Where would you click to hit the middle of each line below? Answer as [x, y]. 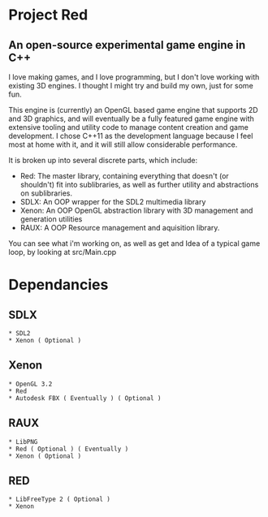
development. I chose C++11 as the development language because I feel [131, 136]
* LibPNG [23, 442]
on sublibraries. [46, 193]
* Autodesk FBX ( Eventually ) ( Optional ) [85, 398]
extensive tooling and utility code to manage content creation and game [129, 127]
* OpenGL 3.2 [30, 384]
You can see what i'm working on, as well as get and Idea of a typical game [134, 243]
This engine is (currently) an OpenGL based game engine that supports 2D [133, 110]
